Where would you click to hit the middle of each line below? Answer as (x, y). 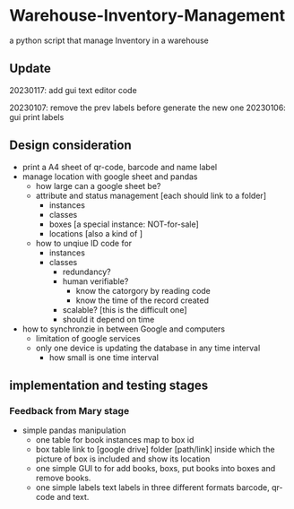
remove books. (63, 478)
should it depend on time (108, 319)
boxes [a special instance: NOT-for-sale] (124, 224)
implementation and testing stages (109, 385)
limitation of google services (88, 338)
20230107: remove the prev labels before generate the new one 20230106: (148, 108)
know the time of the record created (142, 300)
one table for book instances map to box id (115, 440)
